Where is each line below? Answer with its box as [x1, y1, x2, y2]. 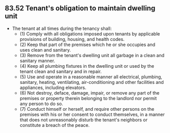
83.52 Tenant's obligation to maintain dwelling [5, 4, 156, 13]
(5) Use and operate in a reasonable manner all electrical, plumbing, [19, 73, 162, 80]
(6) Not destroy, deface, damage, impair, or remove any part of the [19, 90, 160, 96]
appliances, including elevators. [19, 84, 87, 91]
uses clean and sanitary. [19, 47, 71, 53]
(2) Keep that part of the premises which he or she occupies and [19, 41, 156, 48]
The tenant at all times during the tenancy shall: [12, 25, 112, 31]
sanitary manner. [19, 58, 55, 64]
